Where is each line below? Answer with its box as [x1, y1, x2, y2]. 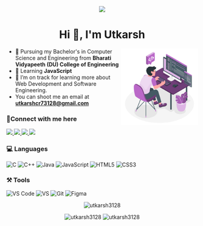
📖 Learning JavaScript [15, 67, 72, 74]
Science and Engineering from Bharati [15, 54, 111, 61]
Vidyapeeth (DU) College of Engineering [15, 61, 119, 68]
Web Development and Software [15, 80, 97, 87]
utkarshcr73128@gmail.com [15, 99, 89, 106]
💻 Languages [6, 145, 48, 153]
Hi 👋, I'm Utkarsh [59, 28, 145, 42]
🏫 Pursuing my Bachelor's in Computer [15, 47, 112, 55]
